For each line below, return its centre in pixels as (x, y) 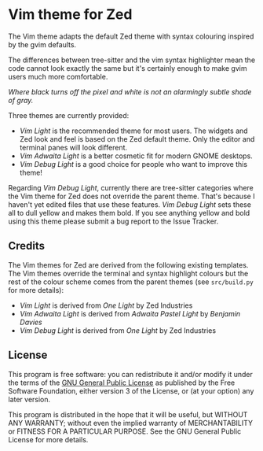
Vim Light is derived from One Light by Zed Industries (106, 305)
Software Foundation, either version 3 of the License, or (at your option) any (131, 390)
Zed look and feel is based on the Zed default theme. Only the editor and (137, 139)
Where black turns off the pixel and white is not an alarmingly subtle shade (130, 91)
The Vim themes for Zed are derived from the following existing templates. (128, 264)
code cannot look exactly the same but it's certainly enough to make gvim (128, 68)
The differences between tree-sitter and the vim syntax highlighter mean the (132, 60)
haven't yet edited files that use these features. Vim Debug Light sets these (130, 204)
